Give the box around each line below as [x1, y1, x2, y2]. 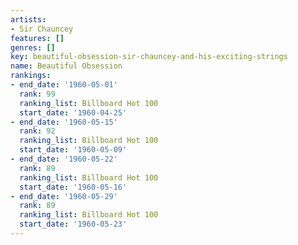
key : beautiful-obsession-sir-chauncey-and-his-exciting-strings [10, 52, 288, 62]
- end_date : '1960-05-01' [10, 80, 118, 90]
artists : [10, 14, 47, 25]
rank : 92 [19, 126, 56, 136]
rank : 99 [19, 89, 56, 99]
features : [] [10, 33, 65, 43]
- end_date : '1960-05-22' [10, 154, 118, 164]
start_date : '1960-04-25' [19, 107, 128, 118]
